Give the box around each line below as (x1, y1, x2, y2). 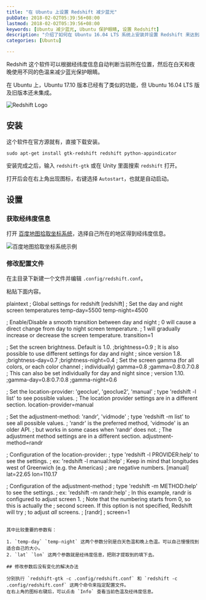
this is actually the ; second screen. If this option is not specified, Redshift (6, 502, 193, 509)
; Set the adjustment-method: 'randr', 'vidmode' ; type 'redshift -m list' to (6, 413, 190, 420)
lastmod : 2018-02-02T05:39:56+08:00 (6, 20, 100, 26)
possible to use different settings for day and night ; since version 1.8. (6, 349, 182, 357)
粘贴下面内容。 (6, 287, 44, 295)
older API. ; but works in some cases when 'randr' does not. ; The (6, 426, 172, 433)
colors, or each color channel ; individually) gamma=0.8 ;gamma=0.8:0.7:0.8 (6, 363, 199, 370)
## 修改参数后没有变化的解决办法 (6, 563, 78, 570)
